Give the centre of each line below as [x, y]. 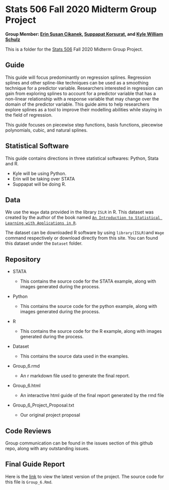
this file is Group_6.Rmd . [29, 482]
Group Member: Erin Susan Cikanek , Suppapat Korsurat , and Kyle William [84, 34]
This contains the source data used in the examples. [74, 356]
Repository [23, 259]
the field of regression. [29, 115]
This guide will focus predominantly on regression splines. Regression [78, 77]
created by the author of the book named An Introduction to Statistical [83, 217]
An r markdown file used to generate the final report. [75, 376]
